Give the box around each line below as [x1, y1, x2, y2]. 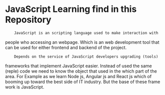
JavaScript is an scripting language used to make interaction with [14, 30, 159, 35]
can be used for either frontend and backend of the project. [5, 44, 127, 50]
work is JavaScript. [5, 84, 45, 90]
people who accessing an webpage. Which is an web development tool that [5, 39, 160, 45]
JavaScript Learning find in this [5, 3, 137, 15]
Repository [5, 14, 52, 25]
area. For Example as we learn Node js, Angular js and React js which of [5, 73, 152, 79]
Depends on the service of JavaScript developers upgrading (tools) [14, 54, 159, 59]
